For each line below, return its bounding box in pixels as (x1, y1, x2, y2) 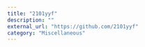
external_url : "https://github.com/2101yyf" (7, 23, 139, 30)
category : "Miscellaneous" (7, 29, 86, 37)
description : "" (7, 17, 54, 23)
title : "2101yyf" (7, 10, 58, 17)
